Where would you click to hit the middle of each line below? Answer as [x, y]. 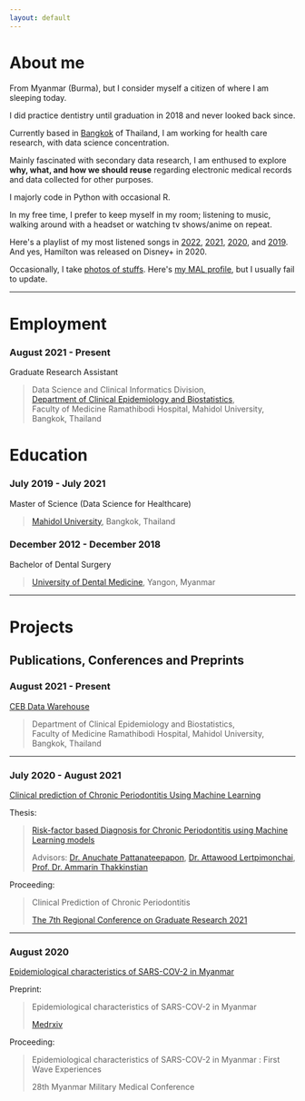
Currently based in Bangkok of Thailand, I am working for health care [138, 133]
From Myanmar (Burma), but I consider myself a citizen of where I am [139, 88]
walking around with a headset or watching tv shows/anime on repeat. [141, 224]
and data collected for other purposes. [82, 179]
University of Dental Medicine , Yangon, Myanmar [123, 581]
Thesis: [23, 813]
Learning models [63, 840]
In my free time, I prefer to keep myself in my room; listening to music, [140, 214]
